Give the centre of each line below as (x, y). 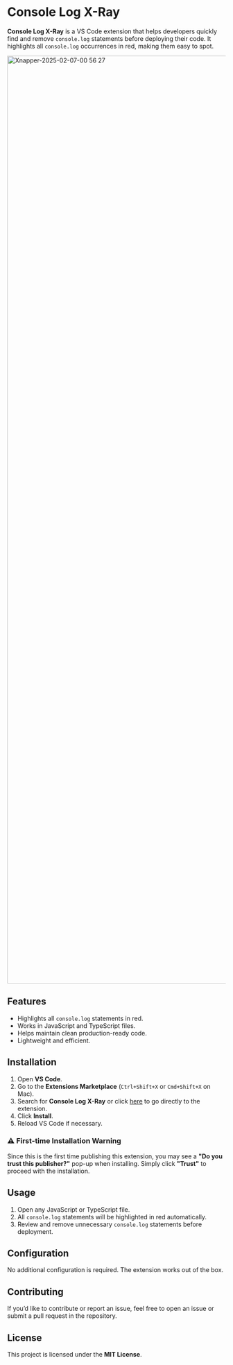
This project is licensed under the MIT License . (75, 1355)
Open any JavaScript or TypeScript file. (74, 1209)
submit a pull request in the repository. (62, 1316)
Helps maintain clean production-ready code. (82, 1033)
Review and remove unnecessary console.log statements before (110, 1224)
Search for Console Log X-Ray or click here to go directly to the (109, 1101)
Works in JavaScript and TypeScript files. (76, 1025)
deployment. (35, 1231)
